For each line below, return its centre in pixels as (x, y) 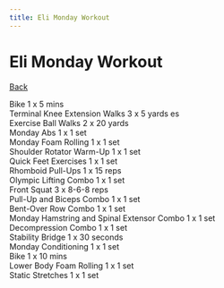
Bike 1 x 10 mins (39, 256)
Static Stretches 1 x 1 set (54, 275)
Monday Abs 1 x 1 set (48, 132)
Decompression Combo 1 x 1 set (69, 227)
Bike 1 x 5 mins (37, 104)
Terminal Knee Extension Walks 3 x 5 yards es (95, 114)
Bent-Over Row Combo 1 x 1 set (68, 208)
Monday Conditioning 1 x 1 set (64, 246)
